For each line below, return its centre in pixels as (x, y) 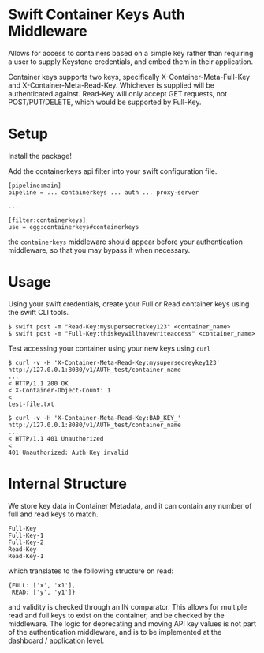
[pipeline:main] (35, 186)
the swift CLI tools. (39, 312)
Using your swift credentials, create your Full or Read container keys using (129, 304)
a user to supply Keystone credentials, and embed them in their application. (131, 62)
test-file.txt (32, 404)
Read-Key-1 (26, 556)
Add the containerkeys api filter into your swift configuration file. (113, 171)
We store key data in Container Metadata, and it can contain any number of (130, 505)
